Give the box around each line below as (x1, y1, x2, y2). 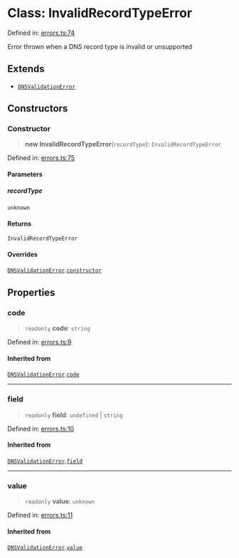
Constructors (7, 102, 68, 115)
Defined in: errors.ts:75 (7, 154, 75, 162)
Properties (7, 286, 55, 298)
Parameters (7, 170, 43, 179)
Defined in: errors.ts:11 (7, 511, 73, 520)
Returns (7, 219, 32, 228)
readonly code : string (24, 324, 90, 332)
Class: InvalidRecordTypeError (7, 5, 193, 21)
